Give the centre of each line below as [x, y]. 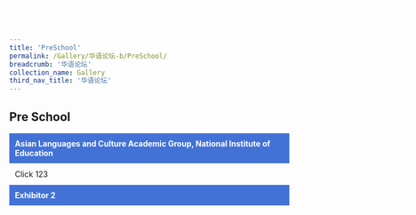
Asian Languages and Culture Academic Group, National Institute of [143, 143]
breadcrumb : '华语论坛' [50, 64]
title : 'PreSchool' [45, 48]
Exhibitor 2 [35, 195]
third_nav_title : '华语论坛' [60, 81]
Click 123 [32, 174]
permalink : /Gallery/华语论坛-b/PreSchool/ [88, 56]
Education [34, 153]
